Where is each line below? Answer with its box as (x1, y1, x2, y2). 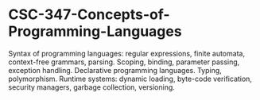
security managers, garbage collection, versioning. (8, 82, 175, 92)
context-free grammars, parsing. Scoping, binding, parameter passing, (8, 57, 240, 67)
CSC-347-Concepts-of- (8, 6, 170, 24)
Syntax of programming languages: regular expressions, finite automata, (8, 48, 245, 58)
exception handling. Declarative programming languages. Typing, (8, 65, 223, 75)
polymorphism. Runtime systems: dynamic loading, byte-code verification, (8, 74, 253, 83)
